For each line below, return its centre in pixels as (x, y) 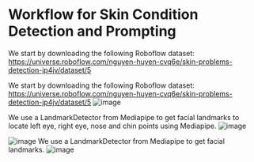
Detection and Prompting (92, 31)
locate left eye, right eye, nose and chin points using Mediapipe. (112, 126)
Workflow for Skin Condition (103, 15)
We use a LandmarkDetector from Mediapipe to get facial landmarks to (124, 117)
